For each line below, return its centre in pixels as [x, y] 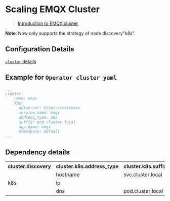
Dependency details [37, 152]
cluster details [21, 61]
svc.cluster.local [143, 175]
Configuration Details [40, 49]
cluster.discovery [30, 166]
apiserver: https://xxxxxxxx [49, 108]
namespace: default [39, 131]
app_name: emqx [35, 127]
